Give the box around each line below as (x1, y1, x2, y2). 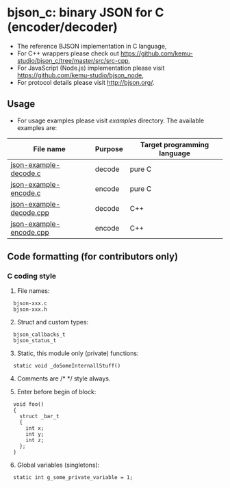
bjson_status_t (13, 337, 57, 344)
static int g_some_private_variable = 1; (13, 474, 133, 481)
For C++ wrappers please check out (16, 49, 120, 57)
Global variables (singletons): (16, 461, 100, 470)
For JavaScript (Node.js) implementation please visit (16, 64, 165, 72)
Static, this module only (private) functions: (16, 349, 139, 357)
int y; (25, 431, 44, 438)
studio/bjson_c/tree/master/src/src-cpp (16, 56, 129, 64)
